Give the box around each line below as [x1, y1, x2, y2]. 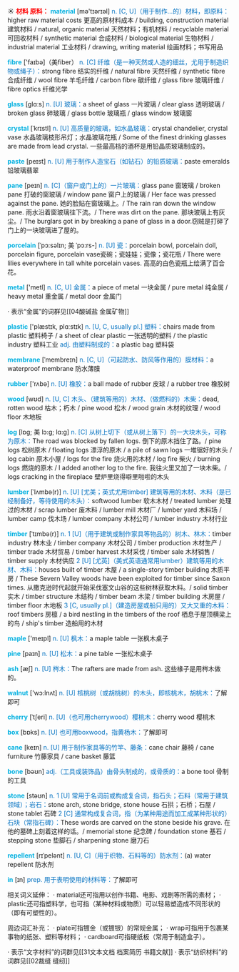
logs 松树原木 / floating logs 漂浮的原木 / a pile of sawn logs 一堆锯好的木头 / [7, 446, 233, 454]
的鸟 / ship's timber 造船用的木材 [7, 619, 103, 628]
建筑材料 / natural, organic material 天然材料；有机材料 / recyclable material [7, 25, 230, 33]
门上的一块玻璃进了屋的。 [7, 226, 83, 234]
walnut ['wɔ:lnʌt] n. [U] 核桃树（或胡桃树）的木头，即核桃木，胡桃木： [7, 689, 215, 697]
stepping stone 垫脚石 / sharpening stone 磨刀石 [7, 836, 150, 844]
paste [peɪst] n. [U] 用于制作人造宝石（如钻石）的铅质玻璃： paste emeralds [7, 157, 230, 165]
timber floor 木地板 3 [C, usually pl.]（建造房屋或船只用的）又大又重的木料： [7, 601, 231, 610]
